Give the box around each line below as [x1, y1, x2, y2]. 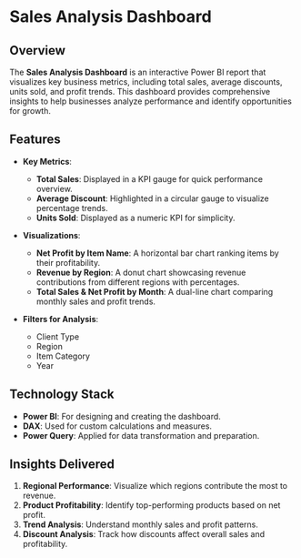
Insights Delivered [9, 457, 115, 472]
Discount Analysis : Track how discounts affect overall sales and [22, 529, 266, 540]
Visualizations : [22, 229, 81, 240]
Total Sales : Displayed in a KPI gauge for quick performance [35, 173, 264, 184]
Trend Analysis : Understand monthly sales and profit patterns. [22, 519, 259, 530]
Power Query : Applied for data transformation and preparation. [22, 430, 260, 441]
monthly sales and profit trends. [35, 296, 156, 307]
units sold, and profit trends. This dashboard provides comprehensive [9, 86, 271, 96]
